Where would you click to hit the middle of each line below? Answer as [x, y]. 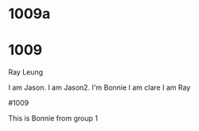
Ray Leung [26, 72]
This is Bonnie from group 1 [53, 118]
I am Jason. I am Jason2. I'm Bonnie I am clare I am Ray [99, 87]
